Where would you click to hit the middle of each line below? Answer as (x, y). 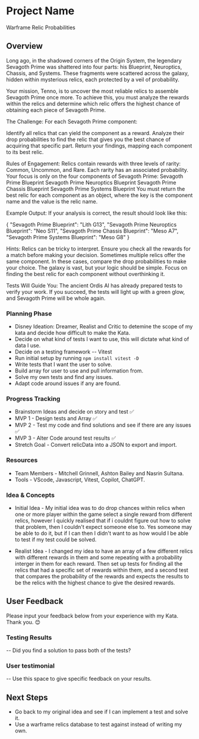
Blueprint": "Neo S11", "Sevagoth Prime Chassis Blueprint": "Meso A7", (92, 231)
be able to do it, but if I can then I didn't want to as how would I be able (102, 533)
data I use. (28, 346)
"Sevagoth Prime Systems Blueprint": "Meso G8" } (68, 237)
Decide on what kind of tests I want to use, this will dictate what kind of (102, 339)
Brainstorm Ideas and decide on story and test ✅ (75, 412)
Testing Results (29, 637)
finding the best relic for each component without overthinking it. (86, 274)
